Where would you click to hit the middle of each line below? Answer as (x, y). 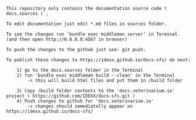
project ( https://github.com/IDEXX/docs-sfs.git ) (71, 96)
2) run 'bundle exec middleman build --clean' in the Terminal (96, 75)
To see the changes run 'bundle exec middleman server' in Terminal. (93, 34)
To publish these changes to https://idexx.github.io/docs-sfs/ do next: (99, 60)
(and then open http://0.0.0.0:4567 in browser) (67, 39)
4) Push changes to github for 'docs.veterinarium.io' (85, 101)
